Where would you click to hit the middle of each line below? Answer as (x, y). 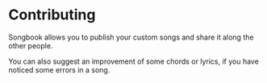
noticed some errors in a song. (59, 69)
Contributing (52, 15)
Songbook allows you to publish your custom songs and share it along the (131, 37)
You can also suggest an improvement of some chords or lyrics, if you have (134, 61)
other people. (31, 45)
